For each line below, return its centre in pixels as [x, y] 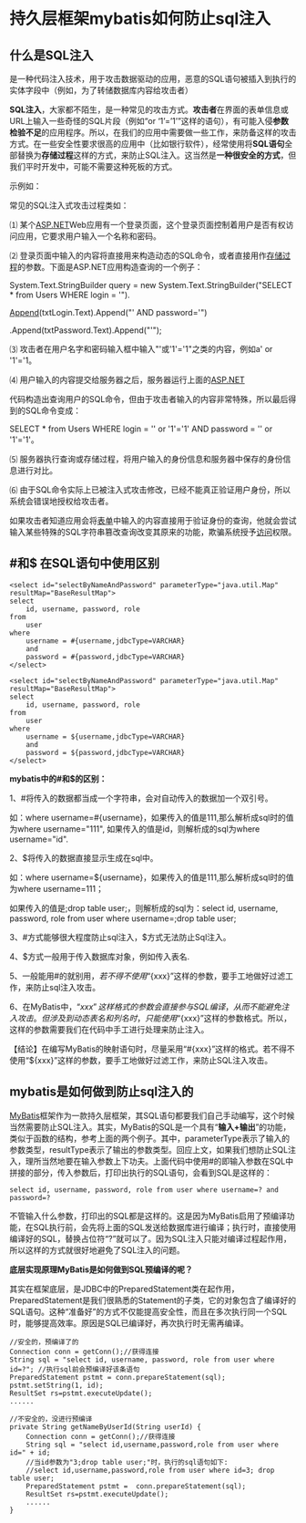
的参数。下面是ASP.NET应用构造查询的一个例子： [110, 267]
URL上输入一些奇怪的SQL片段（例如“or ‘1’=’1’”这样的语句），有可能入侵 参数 [149, 121]
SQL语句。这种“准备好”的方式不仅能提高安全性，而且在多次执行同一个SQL [148, 1311]
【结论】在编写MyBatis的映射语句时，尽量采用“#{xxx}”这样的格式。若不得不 [153, 1049]
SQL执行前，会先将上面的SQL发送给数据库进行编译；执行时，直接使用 [165, 1227]
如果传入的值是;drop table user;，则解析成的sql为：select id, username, [144, 907]
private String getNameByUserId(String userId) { [106, 1427]
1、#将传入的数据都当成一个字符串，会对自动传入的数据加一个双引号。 [141, 798]
